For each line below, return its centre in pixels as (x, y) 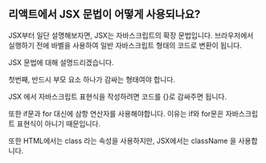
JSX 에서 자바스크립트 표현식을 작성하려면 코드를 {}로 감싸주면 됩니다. (118, 96)
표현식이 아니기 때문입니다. (59, 124)
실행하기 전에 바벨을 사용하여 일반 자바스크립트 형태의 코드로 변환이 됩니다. (125, 45)
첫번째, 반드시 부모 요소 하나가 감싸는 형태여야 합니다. (92, 79)
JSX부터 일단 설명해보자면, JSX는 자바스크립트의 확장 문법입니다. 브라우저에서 (131, 35)
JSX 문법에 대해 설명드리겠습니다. (61, 62)
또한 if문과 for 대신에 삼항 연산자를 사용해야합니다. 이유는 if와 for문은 (116, 113)
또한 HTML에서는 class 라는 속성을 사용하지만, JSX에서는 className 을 (123, 141)
